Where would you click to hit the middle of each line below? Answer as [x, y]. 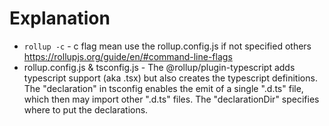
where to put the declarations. [86, 109]
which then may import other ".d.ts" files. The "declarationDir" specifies [171, 99]
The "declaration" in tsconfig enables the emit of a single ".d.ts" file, [163, 88]
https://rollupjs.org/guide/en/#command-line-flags [128, 56]
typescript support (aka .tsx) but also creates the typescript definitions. [170, 78]
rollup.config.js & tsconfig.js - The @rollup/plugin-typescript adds [159, 67]
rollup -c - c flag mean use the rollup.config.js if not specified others [167, 46]
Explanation [60, 18]
